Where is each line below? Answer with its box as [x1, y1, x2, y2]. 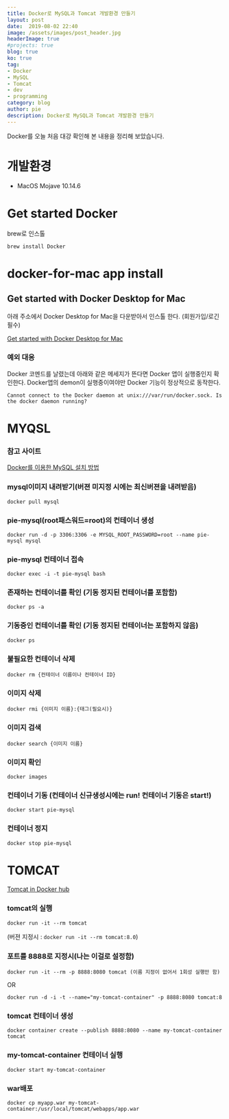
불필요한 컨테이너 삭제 [7, 654, 75, 663]
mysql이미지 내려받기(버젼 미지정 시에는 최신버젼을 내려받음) [7, 482, 197, 492]
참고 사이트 [7, 446, 42, 456]
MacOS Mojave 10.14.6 [16, 181, 81, 189]
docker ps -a [7, 603, 45, 611]
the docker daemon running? [7, 397, 88, 405]
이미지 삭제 [7, 688, 42, 697]
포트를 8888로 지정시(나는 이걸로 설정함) [7, 951, 135, 961]
